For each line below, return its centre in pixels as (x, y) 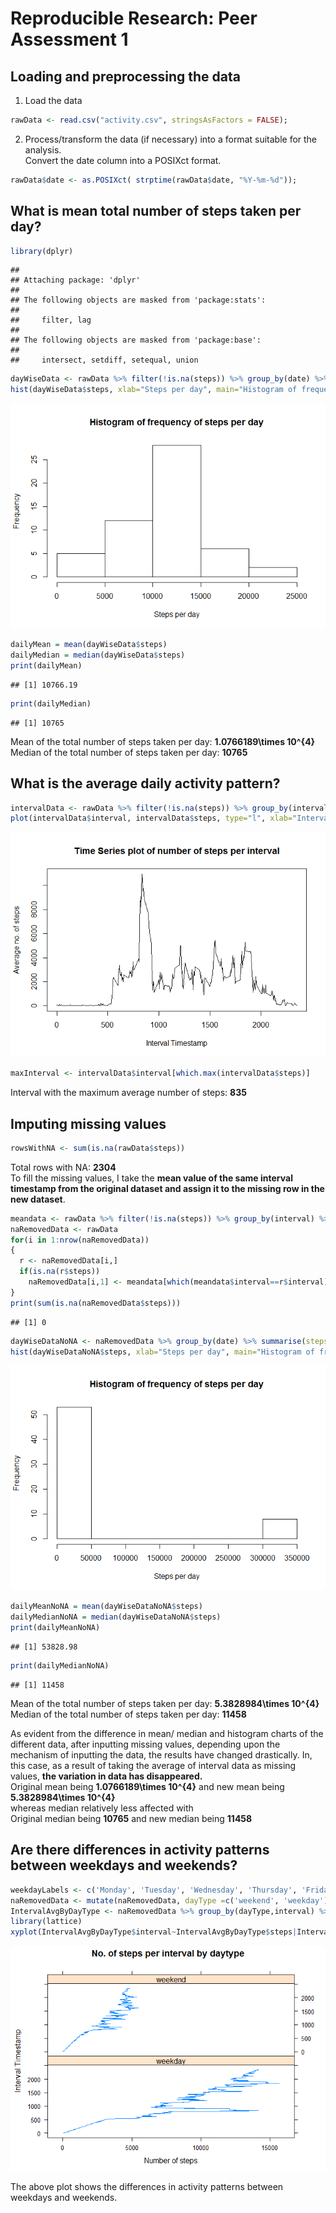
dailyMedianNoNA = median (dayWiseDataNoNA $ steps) (116, 1617)
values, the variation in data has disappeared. (106, 1776)
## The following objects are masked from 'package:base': (136, 340)
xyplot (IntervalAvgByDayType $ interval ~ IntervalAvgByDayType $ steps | (154, 1932)
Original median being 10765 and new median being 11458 (131, 1818)
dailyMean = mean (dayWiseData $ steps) (89, 645)
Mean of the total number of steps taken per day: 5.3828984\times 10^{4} (165, 1703)
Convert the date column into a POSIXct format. (123, 160)
